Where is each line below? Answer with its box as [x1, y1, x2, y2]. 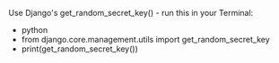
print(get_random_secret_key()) [21, 43, 138, 54]
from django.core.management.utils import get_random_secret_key [21, 35, 270, 44]
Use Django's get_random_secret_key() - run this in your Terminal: [8, 8, 254, 18]
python [21, 25, 48, 35]
